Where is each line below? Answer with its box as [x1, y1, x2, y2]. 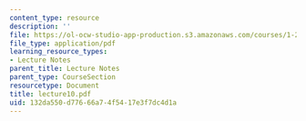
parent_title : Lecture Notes [9, 65, 120, 74]
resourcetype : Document [9, 81, 100, 90]
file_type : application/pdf [9, 38, 117, 48]
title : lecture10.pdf [9, 89, 92, 98]
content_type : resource [9, 13, 100, 23]
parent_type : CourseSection [9, 73, 117, 82]
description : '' [9, 22, 71, 31]
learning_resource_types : [9, 47, 107, 56]
